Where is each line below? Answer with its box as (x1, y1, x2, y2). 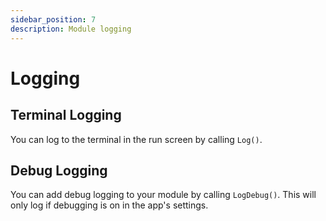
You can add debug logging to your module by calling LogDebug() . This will (10, 189, 317, 201)
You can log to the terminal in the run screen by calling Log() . (10, 133, 263, 145)
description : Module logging (10, 24, 132, 34)
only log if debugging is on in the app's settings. (10, 199, 209, 211)
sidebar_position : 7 (10, 14, 97, 25)
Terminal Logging (10, 107, 122, 124)
